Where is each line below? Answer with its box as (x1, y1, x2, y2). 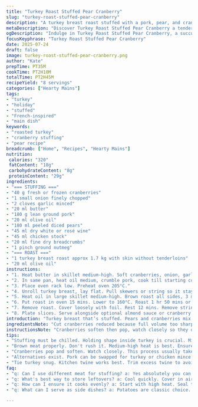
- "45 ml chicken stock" (6, 234, 67, 239)
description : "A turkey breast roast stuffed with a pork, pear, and (6, 19, 181, 25)
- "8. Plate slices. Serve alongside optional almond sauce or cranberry (6, 310, 192, 316)
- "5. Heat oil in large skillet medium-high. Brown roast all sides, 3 (6, 294, 189, 300)
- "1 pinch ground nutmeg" (6, 244, 72, 251)
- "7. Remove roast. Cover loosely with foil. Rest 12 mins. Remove (6, 305, 178, 311)
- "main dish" (6, 119, 41, 124)
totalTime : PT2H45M (6, 74, 54, 80)
